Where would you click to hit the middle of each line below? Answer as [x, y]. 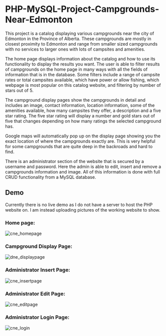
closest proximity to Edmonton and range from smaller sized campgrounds [81, 44]
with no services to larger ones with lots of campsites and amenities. [75, 49]
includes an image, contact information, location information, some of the [80, 105]
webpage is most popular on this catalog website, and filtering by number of [83, 85]
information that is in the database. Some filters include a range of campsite [83, 74]
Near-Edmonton [39, 20]
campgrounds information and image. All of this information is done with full [83, 171]
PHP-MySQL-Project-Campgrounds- [82, 9]
